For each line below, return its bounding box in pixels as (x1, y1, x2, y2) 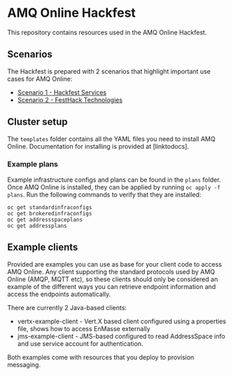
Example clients (7, 241, 78, 253)
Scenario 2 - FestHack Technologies (17, 95, 123, 104)
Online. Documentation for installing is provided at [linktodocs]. (7, 142, 190, 150)
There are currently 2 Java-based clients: (7, 303, 127, 311)
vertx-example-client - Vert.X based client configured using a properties (17, 317, 226, 325)
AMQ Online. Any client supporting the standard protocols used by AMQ (7, 267, 216, 276)
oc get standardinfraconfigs (7, 203, 92, 211)
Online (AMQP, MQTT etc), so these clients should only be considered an (7, 275, 218, 283)
